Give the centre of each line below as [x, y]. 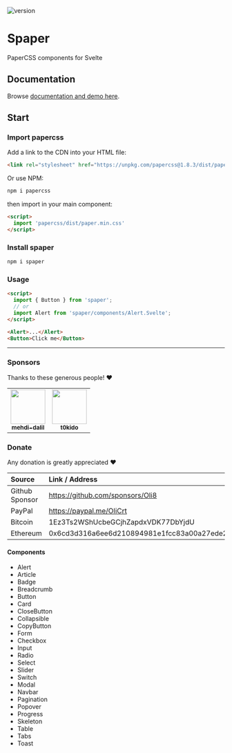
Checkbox [32, 641]
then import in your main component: [60, 204]
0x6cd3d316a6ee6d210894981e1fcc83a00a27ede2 [138, 533]
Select [26, 663]
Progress [30, 714]
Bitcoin [22, 522]
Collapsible [33, 619]
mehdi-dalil [28, 427]
